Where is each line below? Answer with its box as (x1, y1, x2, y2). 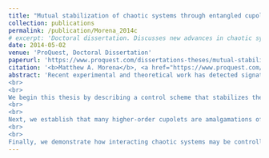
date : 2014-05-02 (8, 41, 66, 49)
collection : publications (8, 19, 94, 27)
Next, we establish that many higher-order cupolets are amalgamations (8, 116, 252, 124)
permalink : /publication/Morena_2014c (8, 26, 138, 34)
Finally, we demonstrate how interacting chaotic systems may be (8, 137, 231, 146)
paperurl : (8, 57, 42, 65)
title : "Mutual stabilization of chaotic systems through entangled (8, 11, 242, 20)
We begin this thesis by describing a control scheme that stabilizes (8, 93, 249, 101)
